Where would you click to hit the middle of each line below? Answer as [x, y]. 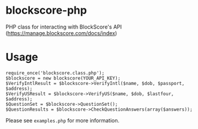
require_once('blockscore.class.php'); [55, 73]
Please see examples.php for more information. [63, 120]
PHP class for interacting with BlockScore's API [64, 27]
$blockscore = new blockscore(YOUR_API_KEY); [63, 78]
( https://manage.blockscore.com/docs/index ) [61, 33]
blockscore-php [46, 10]
